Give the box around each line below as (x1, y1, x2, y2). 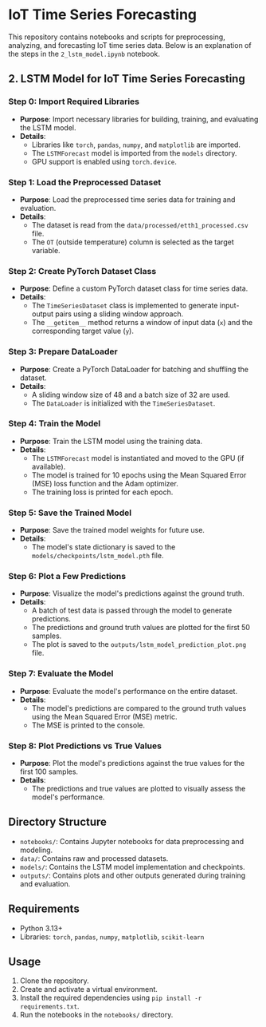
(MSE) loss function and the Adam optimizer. (31, 478, 179, 488)
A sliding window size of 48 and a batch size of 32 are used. (31, 390, 231, 399)
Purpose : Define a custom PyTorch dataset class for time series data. (19, 284, 248, 293)
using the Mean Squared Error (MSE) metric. (31, 712, 178, 721)
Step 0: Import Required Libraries (8, 96, 139, 107)
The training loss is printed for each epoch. (31, 487, 174, 497)
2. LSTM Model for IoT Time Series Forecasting (8, 72, 245, 85)
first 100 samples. (19, 767, 78, 776)
